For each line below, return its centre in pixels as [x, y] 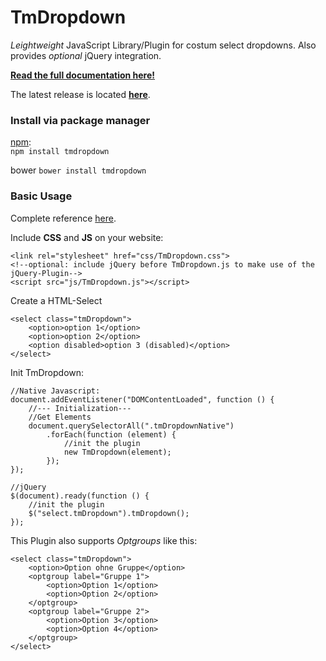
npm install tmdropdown [60, 152]
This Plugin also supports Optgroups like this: [104, 540]
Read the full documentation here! [83, 75]
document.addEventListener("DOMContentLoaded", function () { [142, 399]
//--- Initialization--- [80, 408]
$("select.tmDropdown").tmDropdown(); [109, 513]
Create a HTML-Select [56, 300]
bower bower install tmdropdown [78, 170]
